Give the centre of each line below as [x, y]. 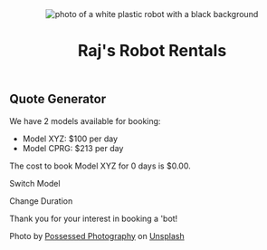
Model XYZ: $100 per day [70, 139]
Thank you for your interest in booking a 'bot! [94, 218]
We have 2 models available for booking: [85, 120]
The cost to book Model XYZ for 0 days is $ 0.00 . [100, 166]
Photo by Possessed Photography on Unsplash [97, 236]
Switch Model [35, 183]
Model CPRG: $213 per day [73, 148]
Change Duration [41, 201]
